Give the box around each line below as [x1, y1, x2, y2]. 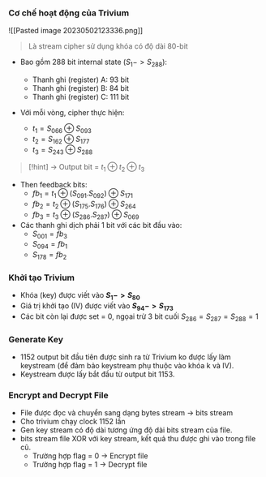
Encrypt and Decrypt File [8, 389, 109, 401]
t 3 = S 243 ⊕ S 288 [32, 144, 93, 157]
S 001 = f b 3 [32, 229, 67, 240]
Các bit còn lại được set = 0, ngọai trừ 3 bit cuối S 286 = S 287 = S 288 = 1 [19, 312, 259, 323]
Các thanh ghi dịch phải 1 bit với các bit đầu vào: [19, 220, 182, 230]
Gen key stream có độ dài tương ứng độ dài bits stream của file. [19, 425, 233, 435]
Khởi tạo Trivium [8, 272, 75, 283]
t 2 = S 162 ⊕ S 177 [32, 134, 90, 145]
